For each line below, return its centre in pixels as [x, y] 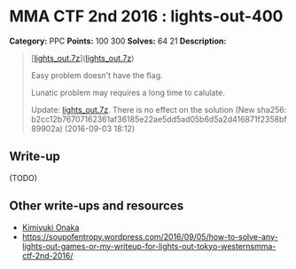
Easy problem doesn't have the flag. [97, 75]
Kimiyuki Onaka [51, 227]
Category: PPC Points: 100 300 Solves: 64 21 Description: [118, 41]
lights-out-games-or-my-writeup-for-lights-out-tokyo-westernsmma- [149, 246]
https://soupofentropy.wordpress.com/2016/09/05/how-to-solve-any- [150, 236]
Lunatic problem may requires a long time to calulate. [128, 92]
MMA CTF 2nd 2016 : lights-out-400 [146, 16]
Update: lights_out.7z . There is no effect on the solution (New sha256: [159, 109]
